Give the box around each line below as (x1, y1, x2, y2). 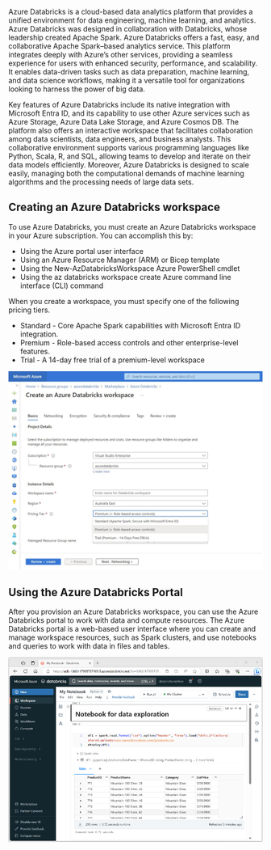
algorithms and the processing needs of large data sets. (8, 177, 194, 187)
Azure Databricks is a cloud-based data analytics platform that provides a (8, 7, 253, 16)
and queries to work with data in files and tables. (8, 641, 170, 651)
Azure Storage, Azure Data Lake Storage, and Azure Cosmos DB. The (8, 117, 240, 126)
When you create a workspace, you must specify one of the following (8, 296, 240, 306)
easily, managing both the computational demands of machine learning (8, 169, 244, 178)
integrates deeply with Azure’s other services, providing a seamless (8, 50, 233, 59)
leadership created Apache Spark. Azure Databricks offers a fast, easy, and (8, 32, 260, 42)
